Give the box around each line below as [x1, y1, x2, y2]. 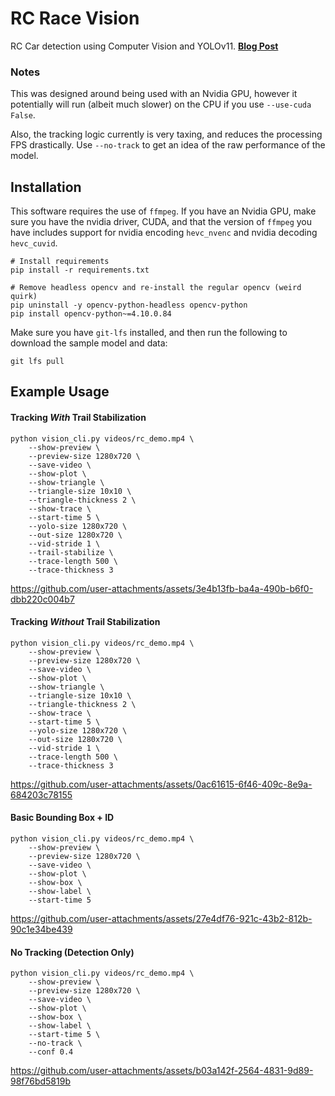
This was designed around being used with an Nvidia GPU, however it [10, 88, 298, 100]
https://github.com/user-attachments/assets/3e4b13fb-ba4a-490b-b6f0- [10, 582, 314, 594]
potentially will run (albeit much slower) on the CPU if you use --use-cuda [10, 98, 312, 111]
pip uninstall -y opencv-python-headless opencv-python [10, 300, 248, 311]
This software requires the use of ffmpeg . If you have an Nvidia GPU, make [10, 205, 317, 217]
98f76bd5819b [10, 1075, 71, 1087]
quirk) [10, 292, 38, 302]
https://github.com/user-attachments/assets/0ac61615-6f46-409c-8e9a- [10, 778, 313, 790]
